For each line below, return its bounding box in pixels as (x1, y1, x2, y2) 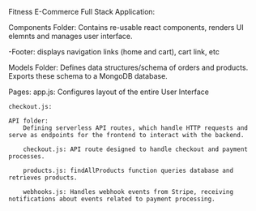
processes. (8, 153, 45, 161)
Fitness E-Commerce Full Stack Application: (8, 7, 156, 16)
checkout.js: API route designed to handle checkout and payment (23, 145, 249, 153)
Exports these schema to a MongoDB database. (8, 71, 168, 80)
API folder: (8, 117, 49, 125)
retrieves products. (8, 174, 79, 182)
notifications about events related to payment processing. (8, 195, 216, 203)
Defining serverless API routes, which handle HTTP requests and (23, 124, 249, 132)
